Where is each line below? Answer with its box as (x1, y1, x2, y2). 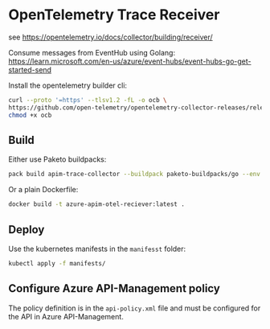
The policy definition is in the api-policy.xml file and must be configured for (8, 303, 261, 313)
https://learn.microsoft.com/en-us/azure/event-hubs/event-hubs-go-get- (8, 56, 252, 66)
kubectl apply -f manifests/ (8, 259, 106, 267)
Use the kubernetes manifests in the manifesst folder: (8, 244, 186, 253)
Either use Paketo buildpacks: (8, 154, 107, 164)
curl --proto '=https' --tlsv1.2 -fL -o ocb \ (8, 96, 167, 104)
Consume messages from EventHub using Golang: (8, 47, 175, 57)
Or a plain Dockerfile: (8, 185, 79, 195)
